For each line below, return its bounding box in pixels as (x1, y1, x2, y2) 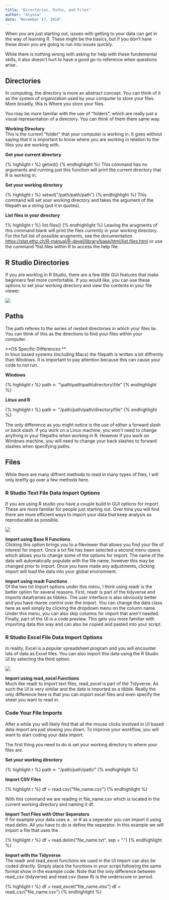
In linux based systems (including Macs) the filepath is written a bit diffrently (5, 351, 163, 357)
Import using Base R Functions (5, 536, 70, 542)
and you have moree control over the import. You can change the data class (5, 600, 162, 606)
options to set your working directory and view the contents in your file (5, 283, 152, 288)
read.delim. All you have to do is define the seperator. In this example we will (5, 822, 164, 828)
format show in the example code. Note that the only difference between (5, 868, 156, 874)
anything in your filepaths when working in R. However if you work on (5, 432, 149, 438)
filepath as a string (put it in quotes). (5, 203, 80, 209)
